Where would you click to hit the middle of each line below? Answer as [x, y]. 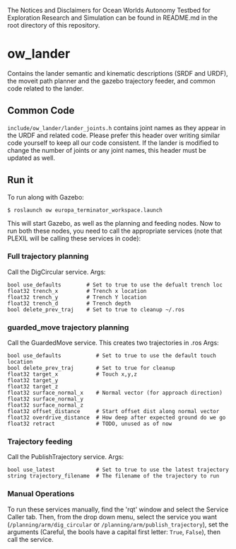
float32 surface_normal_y [45, 399]
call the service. [31, 539]
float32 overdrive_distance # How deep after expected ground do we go [117, 418]
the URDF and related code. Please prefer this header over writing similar [114, 135]
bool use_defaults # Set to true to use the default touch [112, 356]
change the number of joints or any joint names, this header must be [107, 150]
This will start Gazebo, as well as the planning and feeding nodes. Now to [114, 223]
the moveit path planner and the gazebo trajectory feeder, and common [111, 81]
